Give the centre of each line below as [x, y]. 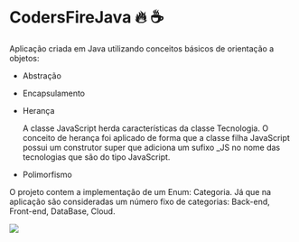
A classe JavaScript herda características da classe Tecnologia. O [145, 128]
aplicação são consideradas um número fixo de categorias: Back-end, [140, 201]
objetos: [24, 58]
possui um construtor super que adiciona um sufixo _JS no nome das [151, 147]
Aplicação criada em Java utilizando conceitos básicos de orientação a [142, 48]
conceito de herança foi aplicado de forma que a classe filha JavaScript [156, 137]
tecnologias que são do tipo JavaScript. [96, 157]
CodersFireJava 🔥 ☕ [87, 18]
